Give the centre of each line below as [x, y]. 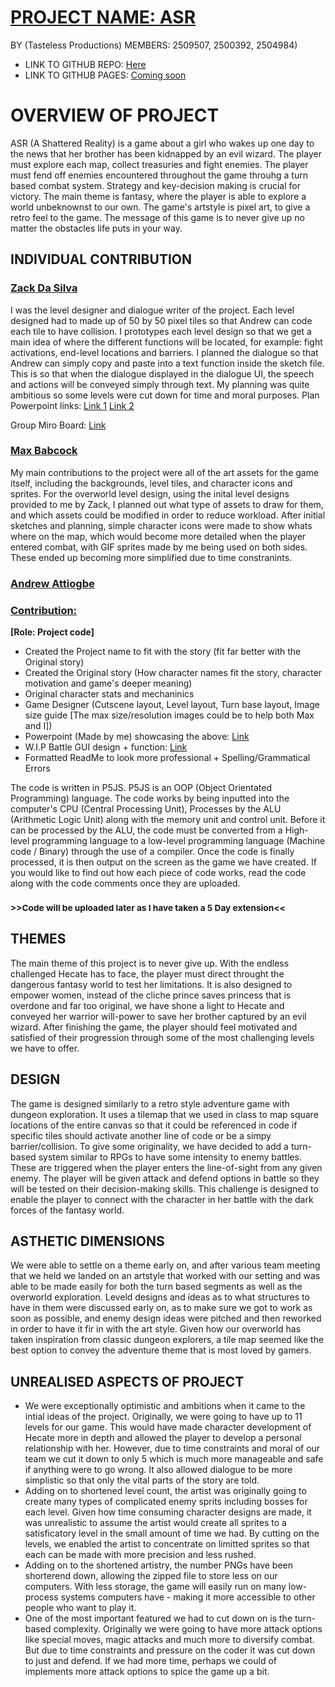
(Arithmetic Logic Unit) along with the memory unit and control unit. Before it [168, 820]
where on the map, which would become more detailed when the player [158, 536]
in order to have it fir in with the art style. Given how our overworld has [156, 1329]
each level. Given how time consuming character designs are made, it [168, 1512]
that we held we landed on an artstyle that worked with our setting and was [165, 1276]
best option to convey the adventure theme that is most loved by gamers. [161, 1350]
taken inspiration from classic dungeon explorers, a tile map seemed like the [167, 1340]
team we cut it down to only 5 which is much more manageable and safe [174, 1459]
